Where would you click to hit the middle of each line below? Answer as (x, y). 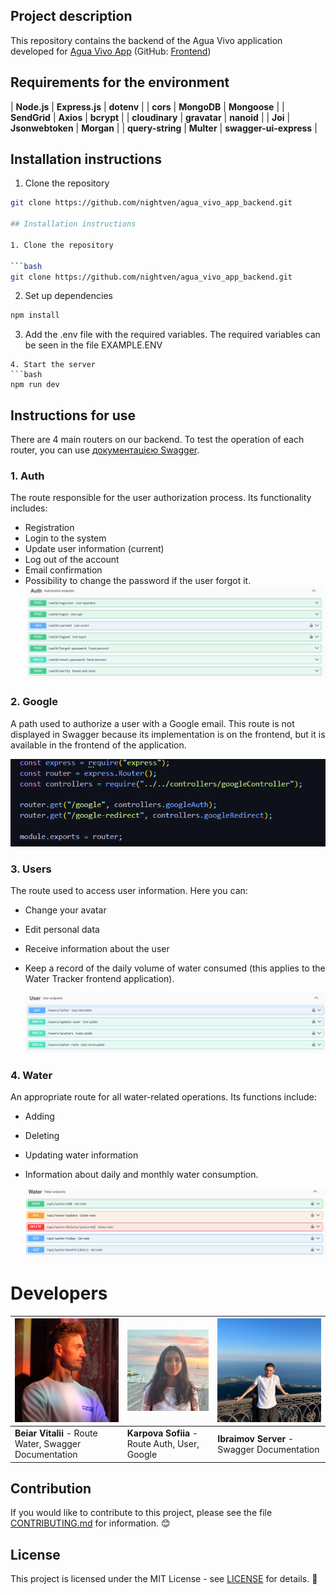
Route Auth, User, (163, 1444)
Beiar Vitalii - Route (56, 1433)
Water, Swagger (48, 1444)
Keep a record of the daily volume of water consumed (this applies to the (175, 968)
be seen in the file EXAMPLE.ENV (93, 345)
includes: (29, 508)
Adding (39, 1116)
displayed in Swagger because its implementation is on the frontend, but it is (168, 734)
